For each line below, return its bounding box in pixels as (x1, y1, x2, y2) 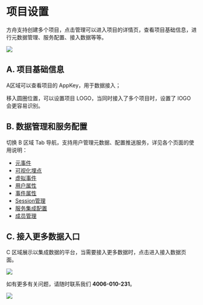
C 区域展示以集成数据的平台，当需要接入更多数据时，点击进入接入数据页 (6, 249, 187, 256)
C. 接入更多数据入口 (6, 231, 80, 241)
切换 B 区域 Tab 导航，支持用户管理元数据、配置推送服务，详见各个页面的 (6, 139, 189, 146)
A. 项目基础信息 (6, 64, 65, 75)
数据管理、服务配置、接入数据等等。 (16, 33, 107, 41)
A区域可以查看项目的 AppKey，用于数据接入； (6, 82, 121, 89)
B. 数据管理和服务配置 (6, 122, 88, 132)
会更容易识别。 (6, 102, 43, 109)
